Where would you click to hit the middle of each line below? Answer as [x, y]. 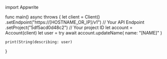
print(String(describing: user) [39, 42]
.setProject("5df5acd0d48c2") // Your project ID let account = [69, 27]
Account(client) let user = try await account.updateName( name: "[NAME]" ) [84, 33]
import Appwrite [22, 7]
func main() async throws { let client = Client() [52, 17]
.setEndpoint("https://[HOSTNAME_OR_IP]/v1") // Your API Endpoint [75, 22]
